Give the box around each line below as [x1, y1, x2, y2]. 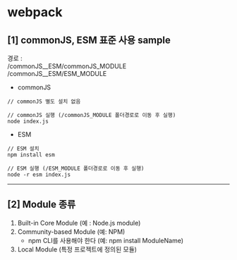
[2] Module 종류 [7, 199, 76, 211]
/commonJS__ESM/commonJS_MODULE [7, 62, 127, 70]
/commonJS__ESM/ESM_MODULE [7, 70, 107, 78]
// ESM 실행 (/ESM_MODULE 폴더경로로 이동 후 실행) [7, 165, 145, 172]
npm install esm [7, 151, 55, 159]
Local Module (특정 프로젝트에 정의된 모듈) [17, 244, 138, 254]
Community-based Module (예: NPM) [17, 227, 126, 236]
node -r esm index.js [7, 171, 71, 178]
